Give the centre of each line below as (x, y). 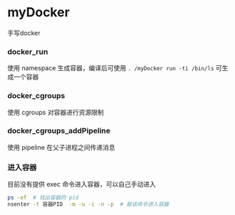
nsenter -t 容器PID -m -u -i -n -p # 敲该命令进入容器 (88, 204)
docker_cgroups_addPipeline (59, 131)
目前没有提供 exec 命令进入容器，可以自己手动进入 (82, 184)
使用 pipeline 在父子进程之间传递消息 (61, 147)
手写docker (24, 33)
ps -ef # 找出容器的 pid (43, 198)
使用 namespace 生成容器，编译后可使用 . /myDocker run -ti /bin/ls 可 (115, 68)
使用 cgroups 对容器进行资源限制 (56, 112)
